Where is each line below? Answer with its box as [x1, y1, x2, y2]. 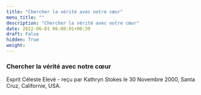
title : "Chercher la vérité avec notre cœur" [6, 8, 123, 15]
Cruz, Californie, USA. [6, 82, 61, 90]
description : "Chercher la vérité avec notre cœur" [6, 20, 139, 26]
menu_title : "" [6, 14, 45, 20]
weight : [6, 43, 26, 49]
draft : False [6, 31, 39, 37]
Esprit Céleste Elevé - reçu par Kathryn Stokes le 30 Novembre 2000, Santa [6, 76, 196, 83]
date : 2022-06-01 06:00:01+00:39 [6, 25, 91, 32]
